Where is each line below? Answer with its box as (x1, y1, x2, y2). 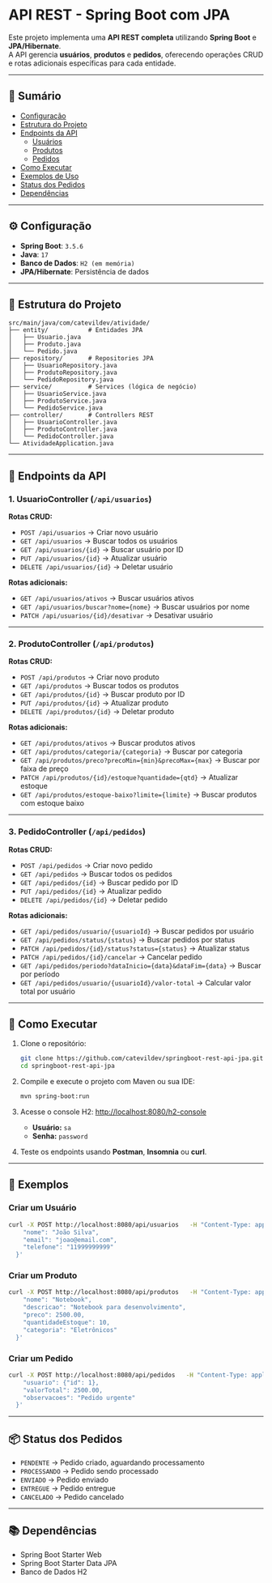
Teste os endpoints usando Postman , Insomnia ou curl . (19, 1147, 207, 1157)
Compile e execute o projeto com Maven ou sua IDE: (19, 1077, 196, 1087)
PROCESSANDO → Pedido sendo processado (19, 1466, 159, 1476)
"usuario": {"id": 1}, (23, 1378, 100, 1386)
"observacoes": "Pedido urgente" (23, 1394, 136, 1402)
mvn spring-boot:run (19, 1092, 90, 1100)
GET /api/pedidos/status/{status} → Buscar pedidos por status (19, 934, 236, 944)
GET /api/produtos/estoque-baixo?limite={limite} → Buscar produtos (19, 789, 257, 799)
